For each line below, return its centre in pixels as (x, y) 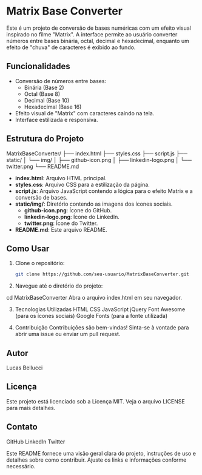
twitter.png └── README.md (43, 166)
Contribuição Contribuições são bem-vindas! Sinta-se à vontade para (102, 328)
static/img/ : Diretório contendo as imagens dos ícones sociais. (94, 204)
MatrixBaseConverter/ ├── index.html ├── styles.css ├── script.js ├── (97, 153)
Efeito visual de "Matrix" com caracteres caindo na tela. (85, 113)
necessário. (21, 466)
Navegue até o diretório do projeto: (59, 286)
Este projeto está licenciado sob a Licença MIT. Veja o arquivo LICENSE (96, 401)
